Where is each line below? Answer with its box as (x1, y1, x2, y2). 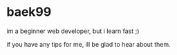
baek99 (6, 4, 52, 20)
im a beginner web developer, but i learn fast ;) (6, 27, 140, 35)
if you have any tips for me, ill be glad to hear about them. (6, 40, 171, 48)
